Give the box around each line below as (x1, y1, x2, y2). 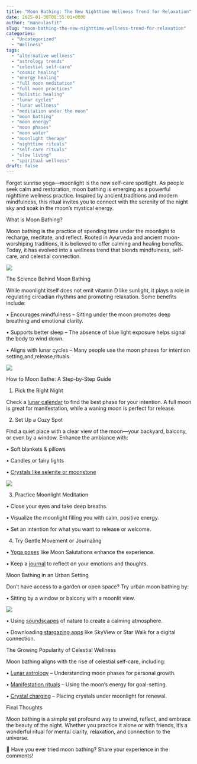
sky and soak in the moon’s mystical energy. (6, 205, 114, 212)
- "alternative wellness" (11, 53, 76, 59)
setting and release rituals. (6, 353, 71, 360)
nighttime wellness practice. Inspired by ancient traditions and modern (6, 192, 178, 199)
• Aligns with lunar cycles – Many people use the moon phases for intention (6, 346, 190, 354)
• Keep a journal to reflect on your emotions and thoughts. (6, 560, 148, 567)
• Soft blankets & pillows (6, 445, 66, 453)
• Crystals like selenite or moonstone (6, 469, 96, 476)
